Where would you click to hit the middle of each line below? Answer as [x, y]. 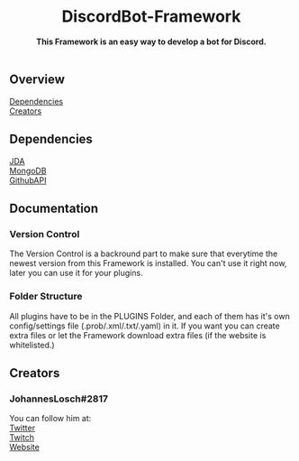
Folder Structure [46, 297]
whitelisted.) [32, 345]
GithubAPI [28, 180]
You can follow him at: [50, 419]
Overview [37, 80]
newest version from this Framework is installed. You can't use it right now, [148, 263]
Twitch [22, 438]
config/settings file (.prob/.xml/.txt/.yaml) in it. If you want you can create [145, 326]
